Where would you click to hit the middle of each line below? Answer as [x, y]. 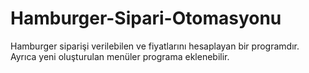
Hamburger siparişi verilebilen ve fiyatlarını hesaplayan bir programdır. [155, 46]
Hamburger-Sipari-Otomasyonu [146, 18]
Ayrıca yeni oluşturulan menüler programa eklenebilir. [120, 56]
